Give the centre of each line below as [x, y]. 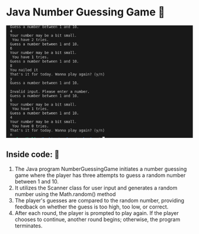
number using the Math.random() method [65, 194]
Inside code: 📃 [33, 155]
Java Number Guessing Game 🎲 [86, 12]
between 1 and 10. [37, 181]
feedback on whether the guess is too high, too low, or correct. [92, 207]
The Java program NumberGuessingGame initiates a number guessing [101, 169]
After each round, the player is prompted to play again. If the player [97, 213]
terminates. [28, 226]
